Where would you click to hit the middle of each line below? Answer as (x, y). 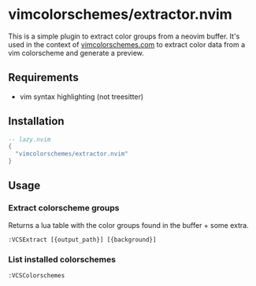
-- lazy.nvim (30, 139)
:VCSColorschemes (37, 276)
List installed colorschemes (62, 259)
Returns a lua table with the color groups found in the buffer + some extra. (129, 225)
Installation (36, 121)
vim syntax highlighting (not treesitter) (82, 97)
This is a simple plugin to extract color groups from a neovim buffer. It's (124, 36)
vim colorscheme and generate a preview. (76, 53)
